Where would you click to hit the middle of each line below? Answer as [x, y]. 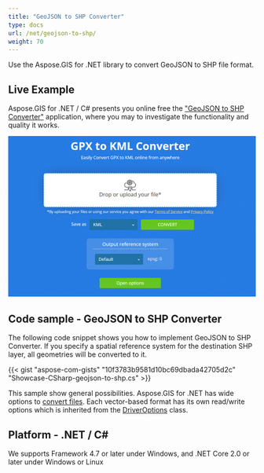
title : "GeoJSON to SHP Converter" [66, 16]
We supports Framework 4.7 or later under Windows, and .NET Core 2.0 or [129, 453]
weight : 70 [26, 42]
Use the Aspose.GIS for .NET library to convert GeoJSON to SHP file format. [131, 65]
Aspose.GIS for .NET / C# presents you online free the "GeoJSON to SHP [126, 108]
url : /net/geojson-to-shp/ [52, 33]
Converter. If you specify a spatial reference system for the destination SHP [130, 346]
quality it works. [34, 125]
